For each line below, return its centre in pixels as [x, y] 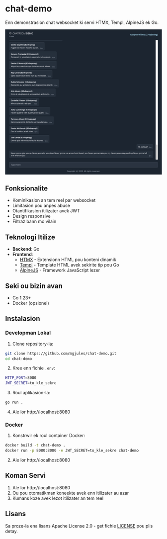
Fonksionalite [27, 188]
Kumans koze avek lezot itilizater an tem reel [58, 498]
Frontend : [23, 255]
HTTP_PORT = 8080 [21, 378]
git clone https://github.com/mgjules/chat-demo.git [61, 354]
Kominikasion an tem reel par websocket [54, 200]
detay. [12, 531]
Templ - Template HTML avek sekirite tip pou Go [69, 265]
